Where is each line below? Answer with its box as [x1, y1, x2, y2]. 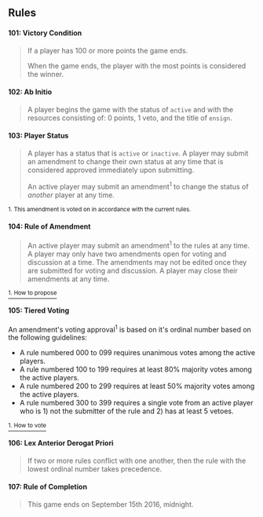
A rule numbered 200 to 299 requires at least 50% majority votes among [19, 381, 255, 391]
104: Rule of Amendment [8, 222, 91, 231]
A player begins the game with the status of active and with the [27, 104, 234, 114]
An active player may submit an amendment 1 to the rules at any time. [27, 239, 250, 250]
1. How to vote [8, 422, 47, 430]
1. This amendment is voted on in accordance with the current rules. [8, 205, 192, 213]
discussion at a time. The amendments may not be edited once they [27, 257, 247, 266]
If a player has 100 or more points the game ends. [27, 46, 188, 55]
